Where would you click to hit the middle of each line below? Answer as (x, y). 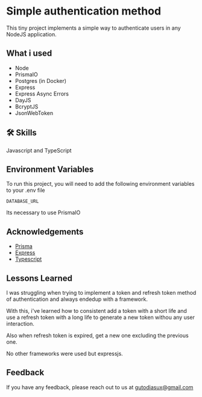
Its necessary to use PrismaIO (43, 212)
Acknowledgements (45, 231)
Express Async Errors (42, 94)
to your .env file (26, 190)
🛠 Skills (22, 133)
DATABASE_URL (23, 202)
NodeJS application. (32, 34)
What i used (29, 54)
